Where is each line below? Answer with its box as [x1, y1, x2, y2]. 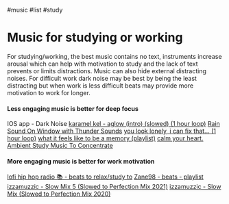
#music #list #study [7, 6, 63, 14]
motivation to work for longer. [7, 88, 91, 97]
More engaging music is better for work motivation [7, 157, 155, 165]
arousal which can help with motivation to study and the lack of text [7, 60, 198, 68]
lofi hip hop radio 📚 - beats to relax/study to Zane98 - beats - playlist [7, 173, 204, 181]
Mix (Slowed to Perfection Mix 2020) [7, 190, 111, 198]
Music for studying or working [7, 30, 183, 45]
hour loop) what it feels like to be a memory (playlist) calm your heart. [7, 134, 204, 142]
